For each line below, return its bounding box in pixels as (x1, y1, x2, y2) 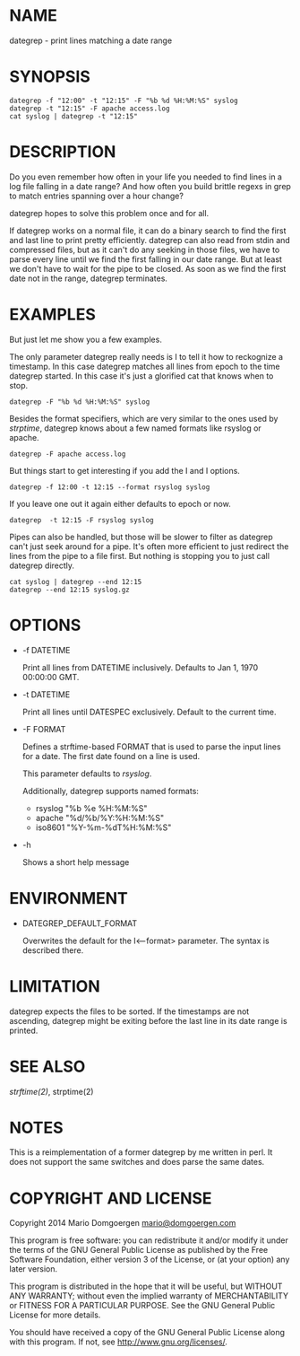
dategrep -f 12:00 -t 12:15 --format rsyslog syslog (9, 482, 210, 492)
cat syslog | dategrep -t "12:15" (9, 111, 139, 121)
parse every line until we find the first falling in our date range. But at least (9, 253, 282, 265)
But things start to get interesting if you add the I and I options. (9, 465, 240, 476)
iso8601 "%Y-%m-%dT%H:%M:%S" (35, 822, 172, 833)
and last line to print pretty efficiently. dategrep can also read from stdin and (9, 234, 291, 245)
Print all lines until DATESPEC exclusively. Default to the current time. (21, 706, 277, 717)
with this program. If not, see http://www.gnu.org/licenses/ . (9, 1336, 228, 1347)
